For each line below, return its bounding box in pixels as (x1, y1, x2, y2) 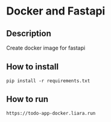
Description (6, 28, 51, 39)
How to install (6, 62, 59, 72)
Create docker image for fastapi (6, 44, 86, 51)
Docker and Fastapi (6, 4, 106, 18)
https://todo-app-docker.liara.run (6, 110, 96, 116)
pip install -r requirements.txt (6, 77, 90, 84)
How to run (6, 94, 49, 104)
